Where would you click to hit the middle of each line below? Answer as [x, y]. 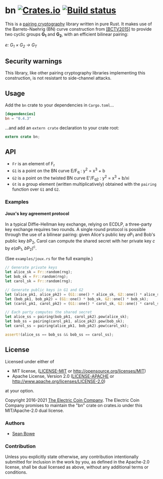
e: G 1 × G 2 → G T [21, 45]
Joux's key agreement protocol [37, 213]
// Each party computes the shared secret [49, 312]
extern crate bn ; [23, 137]
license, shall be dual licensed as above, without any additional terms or [77, 467]
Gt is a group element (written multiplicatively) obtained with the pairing [84, 184]
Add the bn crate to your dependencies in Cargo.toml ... [59, 105]
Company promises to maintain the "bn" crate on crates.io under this [74, 405]
